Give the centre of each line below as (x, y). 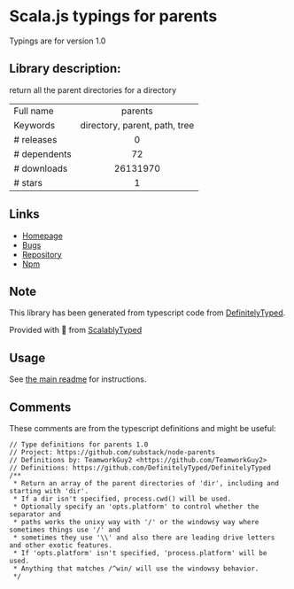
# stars (28, 182)
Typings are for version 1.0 (58, 41)
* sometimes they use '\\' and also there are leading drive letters (144, 538)
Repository (42, 254)
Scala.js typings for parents (113, 16)
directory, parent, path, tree (137, 125)
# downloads (41, 168)
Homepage (43, 236)
